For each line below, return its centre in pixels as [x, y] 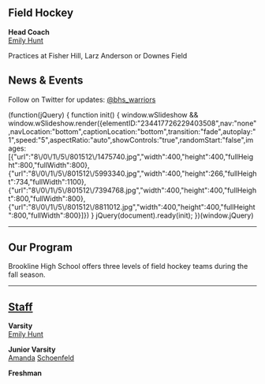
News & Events [46, 81]
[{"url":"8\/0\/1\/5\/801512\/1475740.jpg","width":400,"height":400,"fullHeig [131, 156]
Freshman [25, 373]
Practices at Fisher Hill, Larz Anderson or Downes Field [98, 55]
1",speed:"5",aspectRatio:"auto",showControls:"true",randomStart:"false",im [131, 140]
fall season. [27, 274]
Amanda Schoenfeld [41, 358]
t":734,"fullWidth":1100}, [47, 181]
